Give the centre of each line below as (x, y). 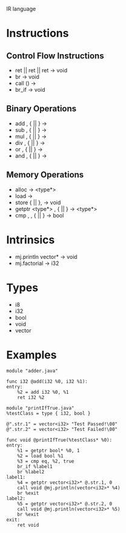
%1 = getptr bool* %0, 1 (48, 451)
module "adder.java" (32, 371)
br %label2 (31, 472)
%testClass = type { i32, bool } (48, 414)
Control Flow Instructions (55, 56)
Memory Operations (45, 175)
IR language (21, 9)
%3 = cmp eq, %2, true (46, 461)
